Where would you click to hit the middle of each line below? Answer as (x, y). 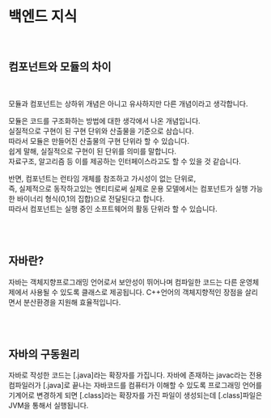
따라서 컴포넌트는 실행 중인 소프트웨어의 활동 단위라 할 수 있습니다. (113, 209)
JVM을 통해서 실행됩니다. (49, 406)
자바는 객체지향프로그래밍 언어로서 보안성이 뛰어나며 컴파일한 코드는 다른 (123, 282)
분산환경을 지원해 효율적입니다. (72, 302)
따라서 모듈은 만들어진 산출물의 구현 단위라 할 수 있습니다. (99, 141)
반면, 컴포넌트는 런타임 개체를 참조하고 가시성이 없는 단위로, (102, 178)
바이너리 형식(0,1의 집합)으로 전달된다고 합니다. (91, 198)
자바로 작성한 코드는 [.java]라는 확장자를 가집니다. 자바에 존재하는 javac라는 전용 (135, 375)
